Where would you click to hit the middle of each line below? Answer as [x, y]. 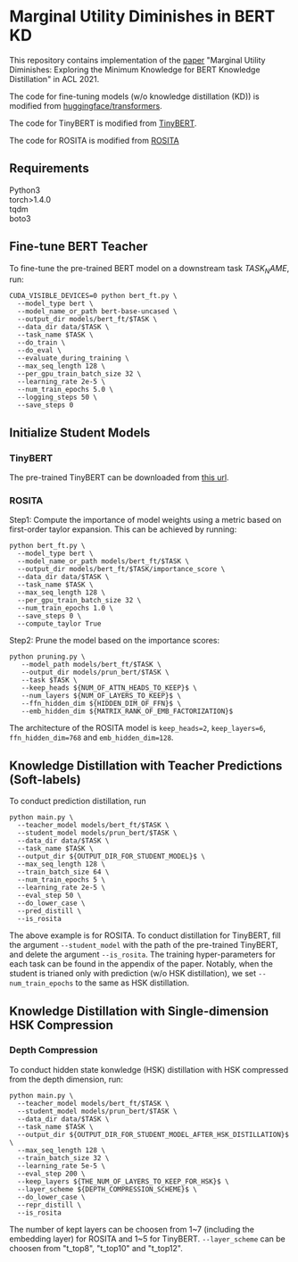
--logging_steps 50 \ [58, 398]
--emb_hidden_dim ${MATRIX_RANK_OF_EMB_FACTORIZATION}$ [127, 711]
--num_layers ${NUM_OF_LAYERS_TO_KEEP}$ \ [101, 696]
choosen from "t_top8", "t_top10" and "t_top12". [96, 1248]
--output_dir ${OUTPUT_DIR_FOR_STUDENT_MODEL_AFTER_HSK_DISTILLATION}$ [153, 1134]
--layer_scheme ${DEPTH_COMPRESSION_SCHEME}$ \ [108, 1189]
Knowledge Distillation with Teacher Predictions [146, 765]
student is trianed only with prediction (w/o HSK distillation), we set [133, 974]
